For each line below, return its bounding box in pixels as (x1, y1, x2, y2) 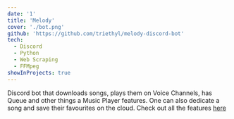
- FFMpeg (13, 63, 39, 70)
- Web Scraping (13, 56, 58, 63)
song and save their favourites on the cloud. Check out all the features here (7, 104, 227, 112)
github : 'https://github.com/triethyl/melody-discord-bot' (7, 30, 185, 37)
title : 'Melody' (7, 17, 55, 24)
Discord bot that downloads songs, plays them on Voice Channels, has (7, 89, 213, 97)
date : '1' (7, 10, 37, 18)
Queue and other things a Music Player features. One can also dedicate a (7, 96, 220, 104)
